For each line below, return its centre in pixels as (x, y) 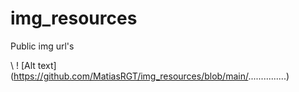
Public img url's (42, 46)
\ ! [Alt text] (33, 65)
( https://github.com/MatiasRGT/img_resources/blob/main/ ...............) (150, 76)
